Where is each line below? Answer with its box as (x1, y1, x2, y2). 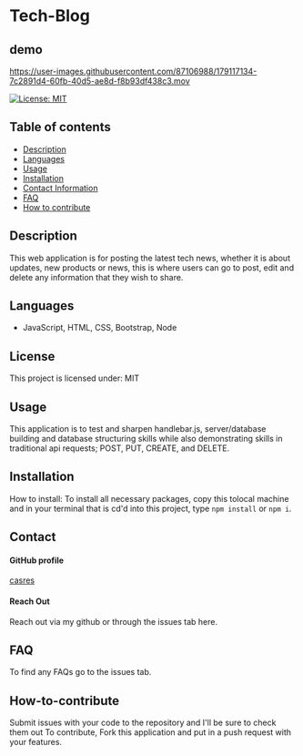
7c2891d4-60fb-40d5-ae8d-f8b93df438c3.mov (9, 76, 191, 87)
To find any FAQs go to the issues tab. (9, 667, 152, 678)
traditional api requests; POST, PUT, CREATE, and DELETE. (9, 443, 230, 454)
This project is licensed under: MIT (9, 373, 140, 383)
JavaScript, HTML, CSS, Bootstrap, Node (22, 322, 177, 333)
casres (9, 575, 35, 586)
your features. (9, 737, 62, 748)
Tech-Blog (9, 5, 91, 26)
